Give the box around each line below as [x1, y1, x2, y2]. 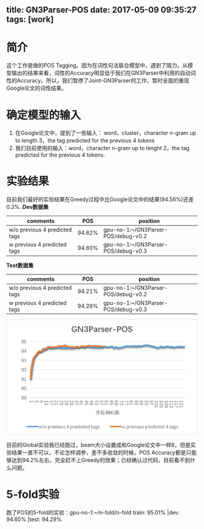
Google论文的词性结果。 [6, 84, 67, 92]
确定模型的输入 [6, 108, 81, 122]
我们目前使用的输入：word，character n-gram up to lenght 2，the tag [15, 145, 190, 152]
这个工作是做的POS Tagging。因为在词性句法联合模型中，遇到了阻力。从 [6, 62, 188, 69]
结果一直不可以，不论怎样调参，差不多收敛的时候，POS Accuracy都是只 [11, 449, 192, 456]
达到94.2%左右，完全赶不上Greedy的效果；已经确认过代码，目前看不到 [11, 456, 190, 463]
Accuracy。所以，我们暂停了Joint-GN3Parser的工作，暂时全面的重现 [16, 77, 189, 84]
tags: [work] [6, 15, 54, 25]
